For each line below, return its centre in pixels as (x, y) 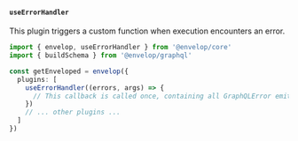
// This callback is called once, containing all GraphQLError (152, 96)
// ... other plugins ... (73, 112)
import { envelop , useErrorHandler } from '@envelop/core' (121, 48)
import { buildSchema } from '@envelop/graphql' (101, 56)
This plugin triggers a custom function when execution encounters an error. (147, 31)
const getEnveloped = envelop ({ (69, 71)
